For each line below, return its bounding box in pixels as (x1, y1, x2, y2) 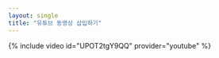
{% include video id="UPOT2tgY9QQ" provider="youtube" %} (8, 41, 212, 50)
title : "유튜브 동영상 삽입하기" (8, 19, 102, 27)
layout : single (8, 11, 59, 20)
